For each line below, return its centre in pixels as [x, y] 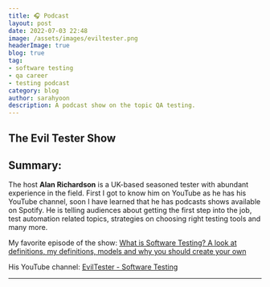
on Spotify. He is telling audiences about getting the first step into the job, [130, 211]
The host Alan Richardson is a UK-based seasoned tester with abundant [129, 185]
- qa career [28, 76]
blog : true [27, 53]
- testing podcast [39, 83]
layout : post [30, 23]
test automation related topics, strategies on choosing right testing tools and [135, 219]
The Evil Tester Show [62, 138]
